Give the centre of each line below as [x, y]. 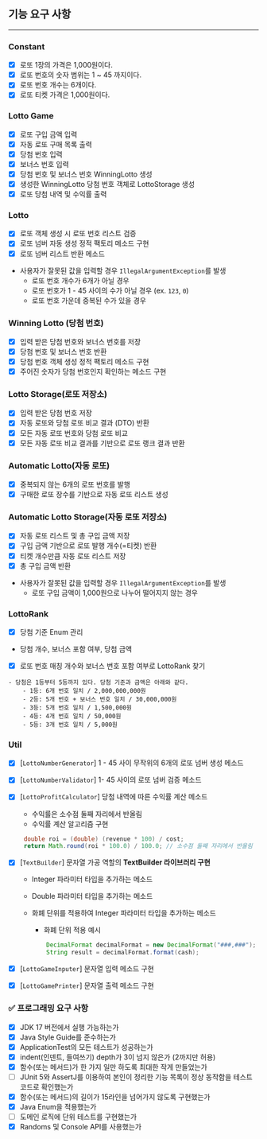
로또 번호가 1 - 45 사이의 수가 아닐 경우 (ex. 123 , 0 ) [110, 290]
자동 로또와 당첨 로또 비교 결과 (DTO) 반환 [84, 423]
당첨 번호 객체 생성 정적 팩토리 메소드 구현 [84, 362]
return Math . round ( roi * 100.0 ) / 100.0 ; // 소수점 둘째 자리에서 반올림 [138, 846]
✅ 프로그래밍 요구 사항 [48, 1009]
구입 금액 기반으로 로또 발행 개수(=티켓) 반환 [88, 546]
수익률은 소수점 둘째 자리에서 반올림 [87, 814]
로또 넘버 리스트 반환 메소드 [62, 254]
